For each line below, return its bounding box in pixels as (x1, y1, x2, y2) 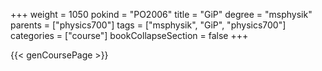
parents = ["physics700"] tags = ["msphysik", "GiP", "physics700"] (10, 19, 287, 31)
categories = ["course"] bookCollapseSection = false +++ (10, 30, 249, 41)
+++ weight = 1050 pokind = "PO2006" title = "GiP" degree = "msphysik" (10, 9, 313, 20)
